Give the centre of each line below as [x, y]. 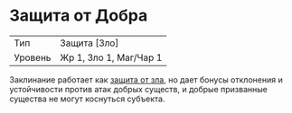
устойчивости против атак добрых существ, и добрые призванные [139, 89]
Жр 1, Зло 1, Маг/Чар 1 [111, 57]
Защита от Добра [79, 16]
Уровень [33, 57]
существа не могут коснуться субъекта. [87, 99]
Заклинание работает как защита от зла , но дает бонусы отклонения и [146, 79]
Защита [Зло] [89, 43]
